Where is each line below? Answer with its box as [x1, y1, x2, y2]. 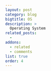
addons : [5, 40, 21, 45]
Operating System [9, 26, 46, 31]
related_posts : [5, 30, 37, 35]
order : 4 [5, 58, 23, 63]
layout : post [5, 7, 32, 12]
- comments [9, 49, 32, 54]
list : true [5, 53, 28, 59]
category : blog [5, 12, 37, 17]
